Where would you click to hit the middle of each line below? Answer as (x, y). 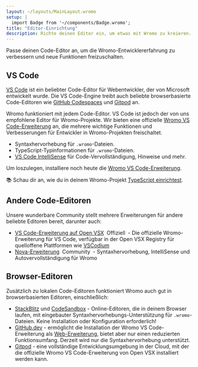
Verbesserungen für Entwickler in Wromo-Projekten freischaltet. (84, 132)
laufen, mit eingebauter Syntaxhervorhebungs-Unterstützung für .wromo (102, 315)
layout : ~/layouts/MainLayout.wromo (51, 12)
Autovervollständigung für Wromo (56, 257)
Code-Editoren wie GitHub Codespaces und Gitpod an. (73, 102)
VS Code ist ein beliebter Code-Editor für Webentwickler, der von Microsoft (98, 89)
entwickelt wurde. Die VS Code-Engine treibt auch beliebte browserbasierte (98, 96)
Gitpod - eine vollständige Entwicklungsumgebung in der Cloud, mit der (102, 346)
